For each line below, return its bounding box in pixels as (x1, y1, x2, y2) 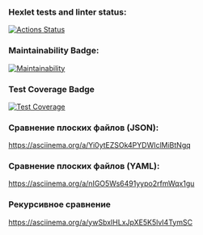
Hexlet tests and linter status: (8, 6, 127, 18)
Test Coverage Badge (8, 83, 95, 94)
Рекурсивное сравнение (8, 199, 112, 210)
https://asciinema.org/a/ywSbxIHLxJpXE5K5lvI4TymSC (8, 217, 192, 227)
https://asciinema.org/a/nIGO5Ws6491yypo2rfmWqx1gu (8, 178, 195, 188)
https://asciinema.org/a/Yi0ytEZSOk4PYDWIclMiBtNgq (8, 141, 192, 150)
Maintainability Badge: (8, 45, 99, 57)
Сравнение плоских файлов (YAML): (8, 161, 160, 172)
